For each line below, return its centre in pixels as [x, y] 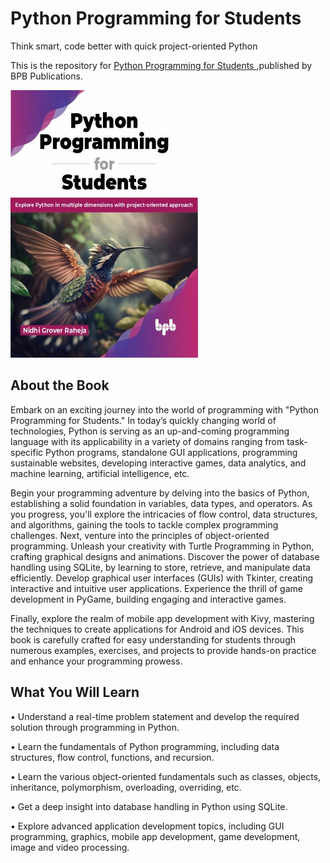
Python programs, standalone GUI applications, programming [171, 452]
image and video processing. [70, 847]
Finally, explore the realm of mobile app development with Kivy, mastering [162, 618]
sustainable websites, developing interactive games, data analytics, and [158, 463]
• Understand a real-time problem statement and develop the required [155, 716]
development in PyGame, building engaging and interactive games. [148, 599]
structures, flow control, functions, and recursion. [112, 757]
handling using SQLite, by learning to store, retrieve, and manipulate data [160, 567]
